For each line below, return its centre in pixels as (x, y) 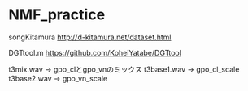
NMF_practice (57, 15)
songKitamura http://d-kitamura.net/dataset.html (90, 37)
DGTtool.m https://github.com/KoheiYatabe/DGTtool (95, 52)
